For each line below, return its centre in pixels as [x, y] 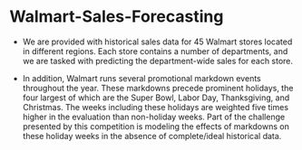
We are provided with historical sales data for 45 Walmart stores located [157, 42]
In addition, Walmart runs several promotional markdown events [141, 78]
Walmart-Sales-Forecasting [117, 17]
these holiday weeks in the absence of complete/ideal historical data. [152, 136]
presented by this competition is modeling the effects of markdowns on [156, 126]
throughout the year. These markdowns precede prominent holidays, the [158, 88]
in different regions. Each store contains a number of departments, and [155, 51]
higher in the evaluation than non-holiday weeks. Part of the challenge [154, 117]
